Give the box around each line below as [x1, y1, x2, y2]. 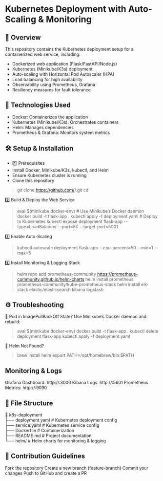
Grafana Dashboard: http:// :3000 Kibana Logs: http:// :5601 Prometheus [5, 380, 148, 386]
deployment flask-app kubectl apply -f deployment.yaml [17, 333, 130, 339]
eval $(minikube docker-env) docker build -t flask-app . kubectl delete [17, 328, 159, 334]
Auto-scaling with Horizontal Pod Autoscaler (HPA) [12, 71, 115, 77]
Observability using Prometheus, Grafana [12, 82, 96, 87]
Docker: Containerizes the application [12, 114, 88, 120]
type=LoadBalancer [17, 223, 57, 229]
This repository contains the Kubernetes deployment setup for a [5, 46, 134, 52]
